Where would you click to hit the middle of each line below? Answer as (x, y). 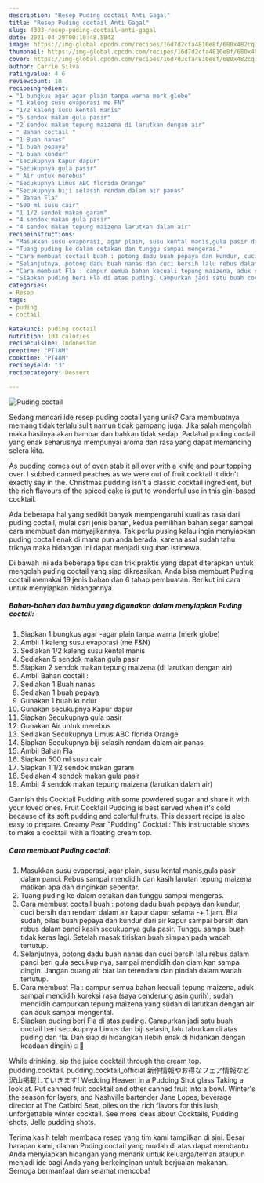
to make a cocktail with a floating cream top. (80, 832)
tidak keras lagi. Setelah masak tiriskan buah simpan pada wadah (125, 937)
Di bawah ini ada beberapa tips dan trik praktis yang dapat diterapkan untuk (131, 563)
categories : (28, 286)
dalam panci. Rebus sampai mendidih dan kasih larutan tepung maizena (136, 878)
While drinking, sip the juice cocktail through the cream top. (105, 1061)
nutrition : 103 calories (49, 336)
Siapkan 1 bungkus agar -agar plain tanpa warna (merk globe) (120, 633)
